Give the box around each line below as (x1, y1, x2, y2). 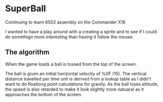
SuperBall (5, 3, 46, 14)
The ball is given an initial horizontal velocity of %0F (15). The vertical (5, 71, 147, 76)
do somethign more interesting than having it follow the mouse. (5, 34, 134, 40)
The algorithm (5, 48, 49, 56)
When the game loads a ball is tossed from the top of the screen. (5, 61, 137, 67)
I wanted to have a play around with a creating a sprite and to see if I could (5, 28, 157, 34)
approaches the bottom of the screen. (5, 91, 82, 97)
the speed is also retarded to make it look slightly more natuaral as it (5, 86, 144, 92)
